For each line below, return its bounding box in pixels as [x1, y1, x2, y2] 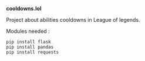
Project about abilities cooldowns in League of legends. [6, 16, 140, 23]
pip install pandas [6, 44, 54, 50]
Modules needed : [6, 28, 50, 35]
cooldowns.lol [6, 5, 42, 12]
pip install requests [6, 49, 59, 55]
